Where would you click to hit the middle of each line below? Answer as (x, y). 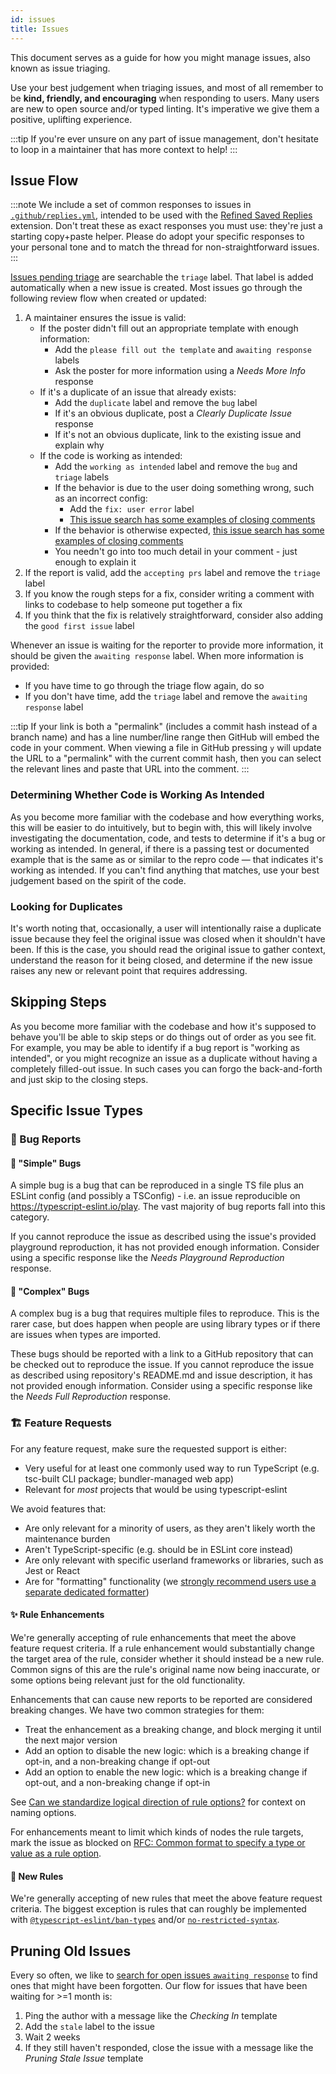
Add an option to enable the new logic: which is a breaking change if (166, 1772)
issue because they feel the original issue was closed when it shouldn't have (168, 938)
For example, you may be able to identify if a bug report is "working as (155, 1047)
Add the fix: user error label (132, 509)
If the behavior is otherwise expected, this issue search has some (189, 530)
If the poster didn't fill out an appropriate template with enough (169, 328)
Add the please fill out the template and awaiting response (183, 350)
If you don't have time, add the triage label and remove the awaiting (166, 697)
